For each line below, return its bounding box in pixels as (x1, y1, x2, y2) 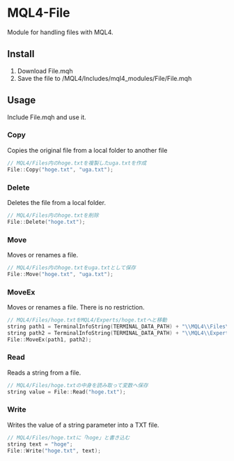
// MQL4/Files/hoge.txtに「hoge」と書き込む (7, 434, 130, 441)
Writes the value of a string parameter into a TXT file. (7, 421, 159, 429)
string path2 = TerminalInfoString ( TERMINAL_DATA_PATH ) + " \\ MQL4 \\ (7, 329, 210, 336)
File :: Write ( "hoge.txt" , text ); (7, 447, 101, 454)
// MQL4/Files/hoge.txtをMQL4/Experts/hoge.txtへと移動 (7, 317, 167, 324)
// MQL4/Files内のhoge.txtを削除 (7, 211, 99, 219)
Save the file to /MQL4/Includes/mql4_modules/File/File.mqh (17, 74, 192, 82)
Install (7, 48, 35, 60)
